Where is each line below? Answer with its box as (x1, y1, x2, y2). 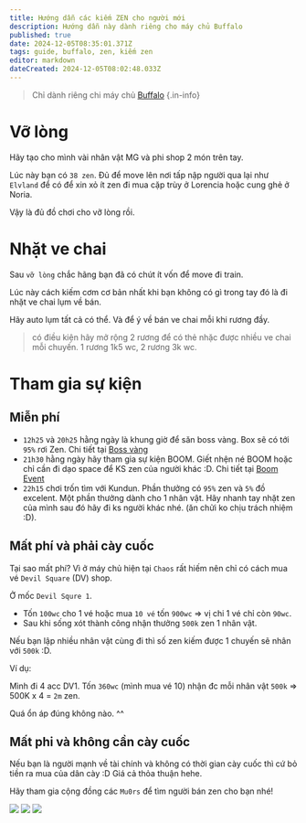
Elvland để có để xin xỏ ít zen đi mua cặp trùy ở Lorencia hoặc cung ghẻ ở (9, 179, 290, 190)
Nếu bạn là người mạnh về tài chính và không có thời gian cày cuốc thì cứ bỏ (9, 758, 298, 769)
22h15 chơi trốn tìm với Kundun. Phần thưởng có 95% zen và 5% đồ (22, 482, 266, 494)
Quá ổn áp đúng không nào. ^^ (9, 708, 125, 719)
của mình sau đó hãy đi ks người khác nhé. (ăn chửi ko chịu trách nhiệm (22, 502, 294, 513)
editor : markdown (9, 56, 76, 65)
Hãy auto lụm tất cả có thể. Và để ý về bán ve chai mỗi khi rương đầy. (9, 314, 270, 325)
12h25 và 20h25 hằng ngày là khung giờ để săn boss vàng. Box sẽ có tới (22, 433, 290, 444)
